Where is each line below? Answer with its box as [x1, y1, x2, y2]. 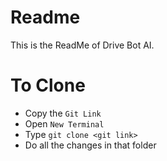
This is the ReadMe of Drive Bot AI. [10, 39, 155, 51]
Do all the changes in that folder [24, 139, 157, 151]
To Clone [10, 74, 86, 97]
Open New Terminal [24, 117, 105, 130]
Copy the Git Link [24, 107, 102, 119]
